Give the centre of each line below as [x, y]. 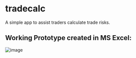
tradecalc [25, 9]
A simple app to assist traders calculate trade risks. [58, 22]
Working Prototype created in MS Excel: [68, 38]
